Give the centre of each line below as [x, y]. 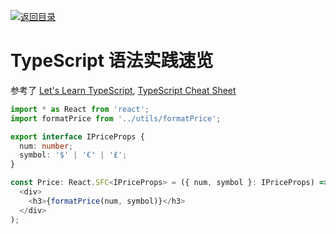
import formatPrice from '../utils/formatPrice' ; [116, 118]
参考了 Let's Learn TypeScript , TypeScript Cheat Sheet [123, 90]
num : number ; [46, 146]
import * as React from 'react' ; [80, 109]
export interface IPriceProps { [77, 136]
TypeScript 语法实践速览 [112, 61]
